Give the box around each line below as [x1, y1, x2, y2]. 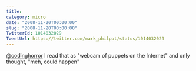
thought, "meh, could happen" [6, 58, 79, 65]
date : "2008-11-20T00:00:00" [6, 19, 78, 25]
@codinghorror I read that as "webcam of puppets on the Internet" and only [6, 52, 190, 59]
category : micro [6, 14, 46, 20]
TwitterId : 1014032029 [6, 31, 62, 36]
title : [6, 8, 22, 15]
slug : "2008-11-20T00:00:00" [6, 25, 78, 31]
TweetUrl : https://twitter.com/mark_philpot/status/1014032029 [6, 36, 165, 42]
